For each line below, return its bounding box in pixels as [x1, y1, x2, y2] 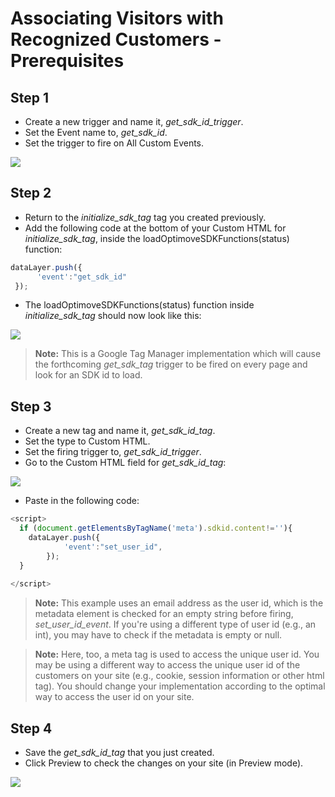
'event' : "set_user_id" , [63, 542, 163, 552]
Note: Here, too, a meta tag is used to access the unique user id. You [34, 648, 320, 661]
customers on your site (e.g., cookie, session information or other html [34, 670, 325, 682]
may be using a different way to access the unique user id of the [34, 659, 301, 671]
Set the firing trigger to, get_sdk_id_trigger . [24, 446, 202, 458]
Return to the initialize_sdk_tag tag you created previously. [24, 211, 267, 223]
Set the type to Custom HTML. [24, 435, 151, 447]
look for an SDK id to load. [34, 369, 143, 381]
